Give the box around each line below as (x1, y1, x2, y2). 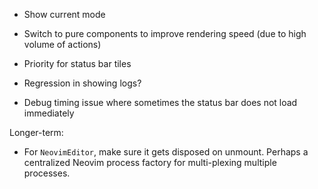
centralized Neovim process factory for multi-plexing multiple (23, 157, 277, 168)
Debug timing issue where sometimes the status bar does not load (23, 97, 298, 108)
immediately (23, 107, 75, 119)
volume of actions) (23, 39, 102, 50)
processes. (23, 167, 71, 179)
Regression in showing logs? (23, 77, 142, 89)
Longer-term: (9, 127, 64, 138)
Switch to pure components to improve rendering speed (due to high (23, 28, 307, 39)
